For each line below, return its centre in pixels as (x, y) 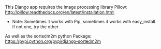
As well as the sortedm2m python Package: (48, 36)
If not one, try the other (35, 27)
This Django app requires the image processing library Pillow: (66, 7)
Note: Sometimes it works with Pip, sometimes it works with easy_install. (84, 22)
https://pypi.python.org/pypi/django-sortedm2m (53, 41)
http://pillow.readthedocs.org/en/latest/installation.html (60, 12)
